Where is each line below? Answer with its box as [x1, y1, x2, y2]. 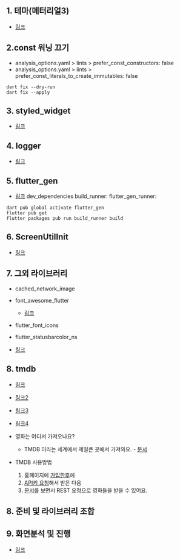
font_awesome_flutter [15, 297, 70, 304]
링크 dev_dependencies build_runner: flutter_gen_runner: [15, 192, 157, 200]
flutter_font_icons [15, 322, 59, 329]
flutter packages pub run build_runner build [6, 216, 123, 222]
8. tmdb [6, 364, 36, 374]
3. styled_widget [6, 106, 71, 116]
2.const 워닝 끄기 [6, 43, 70, 53]
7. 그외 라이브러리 [6, 269, 68, 279]
